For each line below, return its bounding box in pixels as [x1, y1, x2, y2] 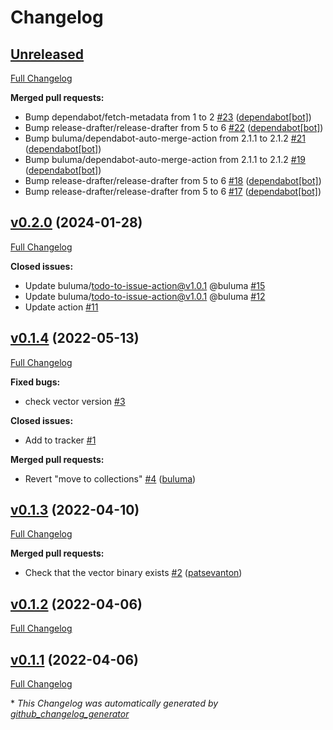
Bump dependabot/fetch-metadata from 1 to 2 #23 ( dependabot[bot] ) [24, 111, 312, 123]
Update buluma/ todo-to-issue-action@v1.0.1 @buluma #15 [24, 279, 266, 291]
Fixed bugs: [10, 376, 61, 388]
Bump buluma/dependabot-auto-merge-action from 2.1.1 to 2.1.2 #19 [24, 154, 307, 165]
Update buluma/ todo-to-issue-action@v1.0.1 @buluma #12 [24, 290, 266, 302]
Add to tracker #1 [24, 434, 97, 446]
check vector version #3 [24, 395, 126, 407]
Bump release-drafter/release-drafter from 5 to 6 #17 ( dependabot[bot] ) [24, 186, 322, 197]
